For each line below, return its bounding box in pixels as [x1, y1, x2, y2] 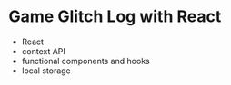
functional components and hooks [21, 55, 151, 66]
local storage [21, 65, 72, 76]
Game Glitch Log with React [8, 6, 222, 27]
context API [21, 45, 65, 56]
